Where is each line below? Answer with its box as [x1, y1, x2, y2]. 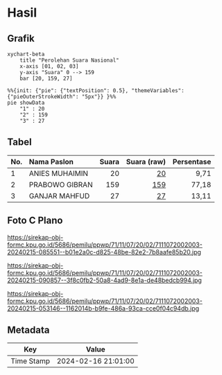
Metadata [7, 324, 50, 336]
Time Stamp [10, 356, 51, 366]
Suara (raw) [126, 157, 166, 166]
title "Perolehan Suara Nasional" [19, 57, 119, 64]
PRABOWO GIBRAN [28, 180, 93, 189]
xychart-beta [7, 51, 45, 58]
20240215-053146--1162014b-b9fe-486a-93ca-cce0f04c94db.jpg [7, 304, 200, 313]
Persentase [172, 157, 212, 166]
